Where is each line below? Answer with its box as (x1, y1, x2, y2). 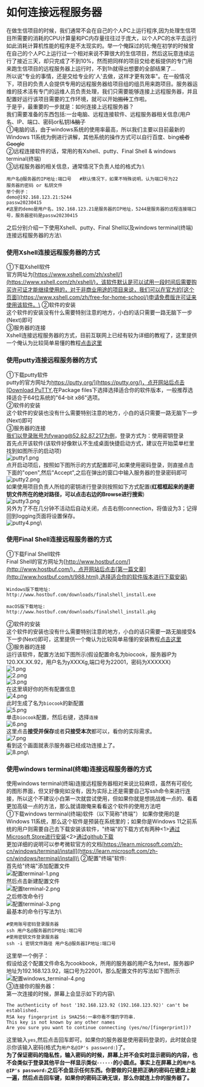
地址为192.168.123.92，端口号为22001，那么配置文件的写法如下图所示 (6, 967, 180, 974)
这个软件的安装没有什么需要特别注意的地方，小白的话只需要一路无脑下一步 (6, 309, 192, 316)
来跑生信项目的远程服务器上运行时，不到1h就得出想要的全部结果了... (6, 65, 176, 72)
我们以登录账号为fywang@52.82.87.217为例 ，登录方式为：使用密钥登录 (6, 432, 184, 439)
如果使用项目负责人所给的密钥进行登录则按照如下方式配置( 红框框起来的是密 (6, 483, 195, 490)
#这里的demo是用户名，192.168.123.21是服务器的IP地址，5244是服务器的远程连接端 (6, 206, 192, 212)
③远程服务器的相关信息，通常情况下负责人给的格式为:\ (6, 163, 144, 170)
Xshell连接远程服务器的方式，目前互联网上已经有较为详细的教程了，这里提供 (6, 332, 197, 339)
